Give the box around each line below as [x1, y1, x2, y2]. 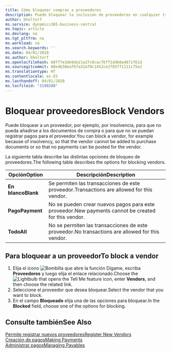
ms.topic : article [5, 26, 44, 32]
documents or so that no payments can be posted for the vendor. [5, 144, 142, 150]
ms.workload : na [5, 41, 40, 46]
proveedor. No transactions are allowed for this [48, 228, 159, 235]
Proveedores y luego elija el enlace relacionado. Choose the [12, 270, 138, 277]
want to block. [12, 292, 43, 298]
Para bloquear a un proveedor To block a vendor [5, 252, 159, 260]
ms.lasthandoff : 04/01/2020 [5, 78, 65, 84]
